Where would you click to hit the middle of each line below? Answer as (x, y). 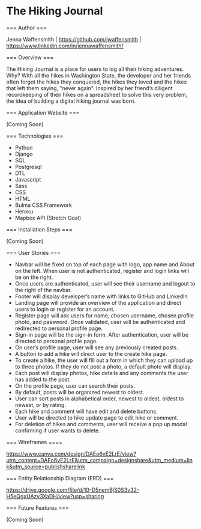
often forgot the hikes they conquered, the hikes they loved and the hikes (97, 82)
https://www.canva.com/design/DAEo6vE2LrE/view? (71, 454)
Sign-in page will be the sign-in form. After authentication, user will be (102, 334)
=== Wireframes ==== (34, 442)
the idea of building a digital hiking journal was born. (71, 101)
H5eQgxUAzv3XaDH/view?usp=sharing (55, 496)
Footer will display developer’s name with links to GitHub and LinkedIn (101, 296)
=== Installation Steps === (40, 229)
